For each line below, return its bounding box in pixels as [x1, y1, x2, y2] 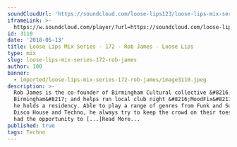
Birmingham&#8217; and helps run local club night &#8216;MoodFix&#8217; [13, 96, 235, 103]
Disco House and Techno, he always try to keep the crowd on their [13, 109, 217, 116]
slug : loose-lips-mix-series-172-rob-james [7, 57, 138, 64]
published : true [7, 122, 55, 129]
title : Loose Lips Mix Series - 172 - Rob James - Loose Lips [7, 43, 194, 50]
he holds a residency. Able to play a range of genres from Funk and [13, 102, 222, 110]
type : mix [7, 50, 37, 57]
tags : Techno [7, 129, 46, 136]
